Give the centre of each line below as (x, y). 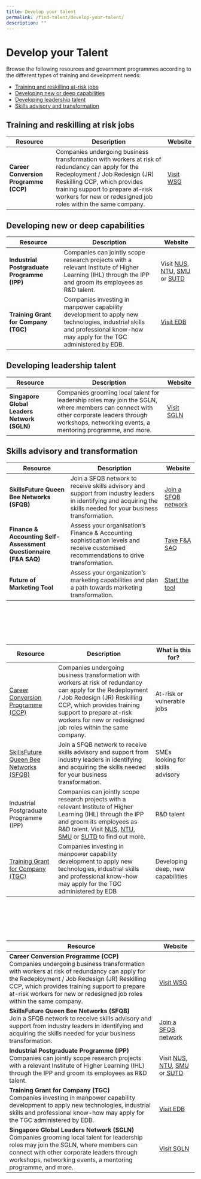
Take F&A (178, 540)
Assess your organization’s (108, 572)
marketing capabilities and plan (114, 580)
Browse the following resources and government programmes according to (99, 69)
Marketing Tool (31, 587)
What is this (174, 650)
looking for (170, 759)
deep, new (170, 868)
